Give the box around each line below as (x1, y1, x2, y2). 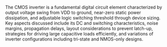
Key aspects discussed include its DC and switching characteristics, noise (5, 20, 158, 26)
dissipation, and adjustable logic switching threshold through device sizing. (5, 15, 160, 20)
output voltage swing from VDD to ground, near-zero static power (5, 9, 141, 15)
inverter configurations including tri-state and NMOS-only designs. (5, 36, 143, 42)
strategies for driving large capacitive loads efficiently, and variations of (5, 31, 154, 36)
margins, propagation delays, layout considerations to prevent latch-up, (5, 25, 153, 31)
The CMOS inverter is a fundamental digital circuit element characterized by (5, 4, 162, 10)
